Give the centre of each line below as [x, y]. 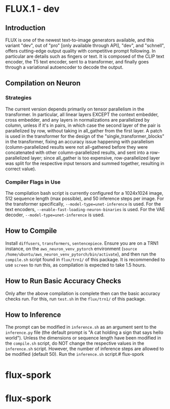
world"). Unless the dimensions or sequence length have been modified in [83, 338]
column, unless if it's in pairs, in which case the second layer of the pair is [83, 125]
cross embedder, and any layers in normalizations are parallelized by [77, 120]
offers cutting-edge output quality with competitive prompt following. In [80, 51]
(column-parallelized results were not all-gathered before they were [77, 147]
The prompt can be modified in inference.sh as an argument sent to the [81, 327]
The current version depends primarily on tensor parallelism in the [75, 109]
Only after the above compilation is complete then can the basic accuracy [83, 293]
